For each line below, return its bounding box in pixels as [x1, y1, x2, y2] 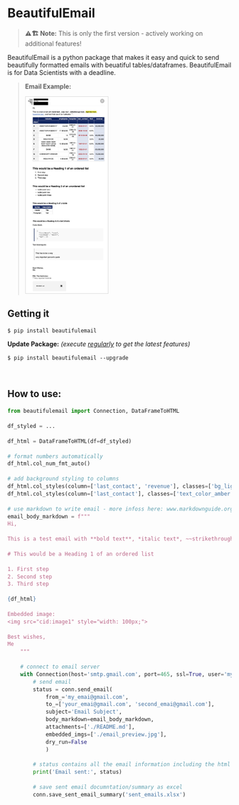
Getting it [7, 308, 50, 320]
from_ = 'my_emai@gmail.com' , [45, 693, 129, 700]
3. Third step [7, 580, 50, 588]
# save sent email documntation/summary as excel [33, 784, 183, 791]
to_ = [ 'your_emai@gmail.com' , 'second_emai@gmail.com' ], [45, 701, 215, 708]
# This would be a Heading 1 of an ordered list [7, 550, 154, 558]
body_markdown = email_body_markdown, [45, 716, 154, 723]
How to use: [7, 387, 62, 400]
